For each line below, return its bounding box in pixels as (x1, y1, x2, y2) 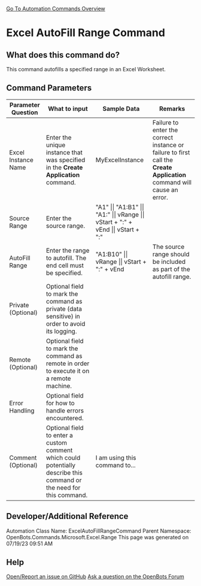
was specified (45, 156, 86, 164)
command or (45, 476, 82, 484)
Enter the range (45, 246, 90, 254)
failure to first (152, 148, 190, 156)
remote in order (45, 359, 90, 368)
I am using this (95, 453, 136, 461)
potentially (45, 461, 76, 469)
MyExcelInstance (95, 156, 144, 164)
